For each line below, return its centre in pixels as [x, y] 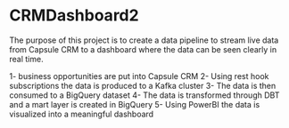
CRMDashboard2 [74, 16]
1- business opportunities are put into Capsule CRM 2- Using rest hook [139, 76]
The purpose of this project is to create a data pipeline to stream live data [144, 40]
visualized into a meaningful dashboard [82, 114]
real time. [26, 59]
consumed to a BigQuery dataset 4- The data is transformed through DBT [144, 95]
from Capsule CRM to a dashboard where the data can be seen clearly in [143, 49]
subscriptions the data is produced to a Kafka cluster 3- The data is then [143, 85]
